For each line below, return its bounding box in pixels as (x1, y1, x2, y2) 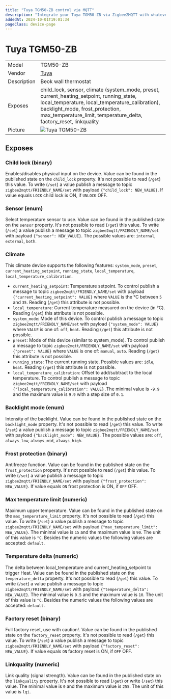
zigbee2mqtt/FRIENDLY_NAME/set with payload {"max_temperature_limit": (5, 524, 158, 530)
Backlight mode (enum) (5, 404, 65, 411)
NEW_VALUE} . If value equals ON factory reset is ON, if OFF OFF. (5, 648, 132, 654)
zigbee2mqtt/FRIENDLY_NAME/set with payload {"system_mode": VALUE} (12, 321, 159, 327)
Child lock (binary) (5, 159, 52, 166)
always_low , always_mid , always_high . (5, 437, 82, 443)
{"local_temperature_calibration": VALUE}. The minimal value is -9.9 (12, 386, 160, 392)
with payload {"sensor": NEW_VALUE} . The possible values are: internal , (5, 233, 156, 239)
